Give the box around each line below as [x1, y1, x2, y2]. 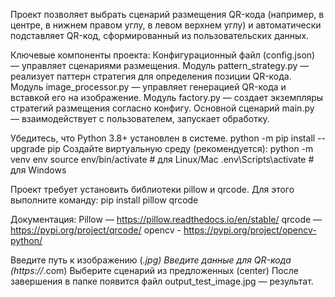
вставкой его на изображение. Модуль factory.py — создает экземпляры [10, 92, 324, 103]
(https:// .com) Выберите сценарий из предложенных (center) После [10, 265, 299, 276]
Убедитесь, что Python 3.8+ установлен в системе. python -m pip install [10, 132, 316, 144]
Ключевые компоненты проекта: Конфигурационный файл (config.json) [10, 49, 316, 61]
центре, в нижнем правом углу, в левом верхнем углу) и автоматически [10, 19, 322, 31]
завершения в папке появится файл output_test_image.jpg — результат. [10, 275, 314, 287]
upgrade [10, 143, 46, 154]
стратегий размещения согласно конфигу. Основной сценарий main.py [10, 102, 315, 114]
